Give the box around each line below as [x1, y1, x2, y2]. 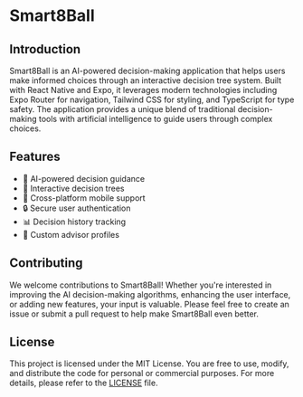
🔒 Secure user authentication [22, 203, 131, 213]
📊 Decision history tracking [22, 216, 127, 227]
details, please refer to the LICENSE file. [9, 377, 158, 389]
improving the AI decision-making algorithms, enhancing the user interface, [9, 288, 291, 299]
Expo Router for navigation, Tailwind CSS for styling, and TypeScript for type [9, 94, 295, 105]
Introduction [9, 42, 81, 57]
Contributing [9, 255, 83, 271]
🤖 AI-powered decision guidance [22, 173, 146, 184]
